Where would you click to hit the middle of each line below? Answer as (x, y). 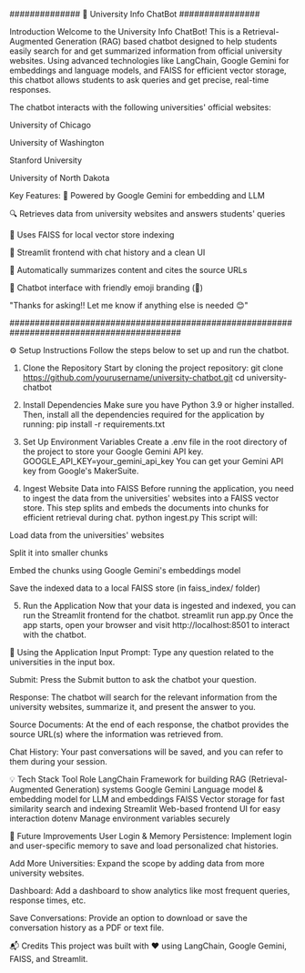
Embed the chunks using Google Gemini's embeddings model (125, 570)
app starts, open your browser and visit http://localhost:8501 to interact (156, 625)
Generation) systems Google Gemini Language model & (159, 789)
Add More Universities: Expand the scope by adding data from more (137, 863)
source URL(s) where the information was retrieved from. (117, 734)
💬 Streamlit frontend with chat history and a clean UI (107, 252)
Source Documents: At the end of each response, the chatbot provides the (149, 725)
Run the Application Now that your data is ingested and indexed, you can (159, 606)
